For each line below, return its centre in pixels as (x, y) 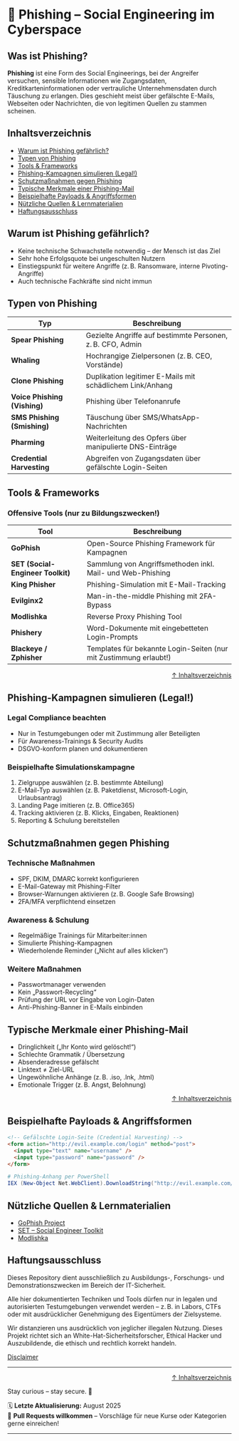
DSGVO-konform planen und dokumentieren (83, 749)
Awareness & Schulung (48, 920)
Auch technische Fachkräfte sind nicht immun (85, 281)
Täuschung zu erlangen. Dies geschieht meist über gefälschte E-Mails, (111, 96)
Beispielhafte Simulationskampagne (71, 767)
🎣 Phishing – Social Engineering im (111, 15)
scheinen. (22, 111)
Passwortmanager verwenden (62, 985)
